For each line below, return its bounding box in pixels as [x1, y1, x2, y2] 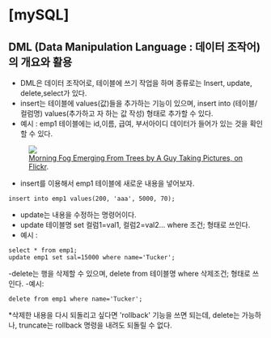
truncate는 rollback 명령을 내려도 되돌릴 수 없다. [19, 320, 172, 330]
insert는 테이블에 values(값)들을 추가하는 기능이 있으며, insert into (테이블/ [19, 99, 258, 108]
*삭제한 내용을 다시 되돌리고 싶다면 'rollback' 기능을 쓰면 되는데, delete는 [8, 310, 240, 319]
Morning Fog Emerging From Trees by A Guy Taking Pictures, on [28, 153, 243, 163]
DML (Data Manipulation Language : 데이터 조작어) [8, 40, 261, 53]
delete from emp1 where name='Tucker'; [8, 295, 143, 303]
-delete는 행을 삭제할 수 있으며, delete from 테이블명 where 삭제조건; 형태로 [8, 269, 251, 278]
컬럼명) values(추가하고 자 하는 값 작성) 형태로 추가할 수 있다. [19, 109, 214, 118]
